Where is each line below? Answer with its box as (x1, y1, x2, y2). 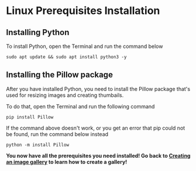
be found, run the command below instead (6, 130, 109, 138)
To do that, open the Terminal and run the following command (6, 103, 155, 110)
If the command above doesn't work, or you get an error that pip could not (6, 124, 185, 131)
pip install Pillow (6, 114, 54, 120)
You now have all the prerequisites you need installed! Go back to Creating (6, 152, 191, 159)
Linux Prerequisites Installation (6, 4, 160, 18)
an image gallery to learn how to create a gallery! (6, 158, 128, 165)
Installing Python (6, 27, 70, 37)
